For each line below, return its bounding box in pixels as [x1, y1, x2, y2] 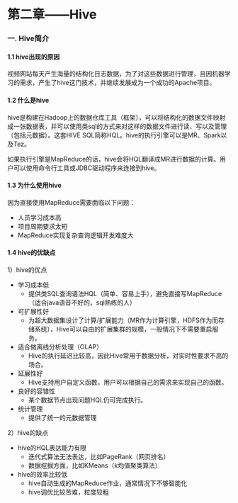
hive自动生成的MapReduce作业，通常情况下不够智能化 [28, 479, 188, 487]
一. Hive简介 [7, 33, 50, 43]
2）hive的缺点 [7, 428, 48, 436]
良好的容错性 [17, 387, 55, 395]
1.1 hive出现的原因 [7, 52, 60, 61]
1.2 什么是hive [7, 96, 50, 104]
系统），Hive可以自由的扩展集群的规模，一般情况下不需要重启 [34, 324, 212, 333]
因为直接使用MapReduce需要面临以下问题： [7, 198, 136, 206]
